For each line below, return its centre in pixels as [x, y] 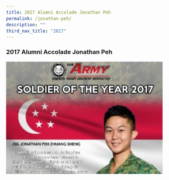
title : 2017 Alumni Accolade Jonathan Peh [58, 12]
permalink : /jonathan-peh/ [39, 18]
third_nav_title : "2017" [36, 31]
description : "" [26, 25]
